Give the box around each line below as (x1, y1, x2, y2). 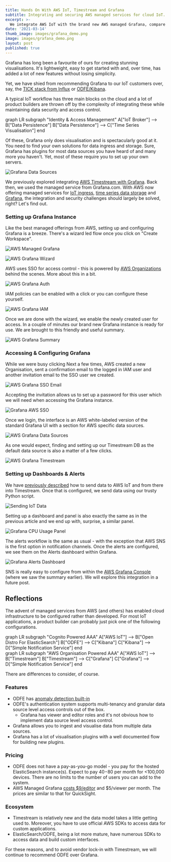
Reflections (5, 594, 43, 603)
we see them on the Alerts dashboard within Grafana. (5, 549, 117, 555)
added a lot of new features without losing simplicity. (5, 70, 116, 77)
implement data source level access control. (20, 717, 113, 723)
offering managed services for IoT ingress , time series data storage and (5, 190, 156, 196)
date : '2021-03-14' (5, 27, 47, 32)
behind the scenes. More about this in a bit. (5, 270, 96, 277)
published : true (5, 46, 40, 51)
